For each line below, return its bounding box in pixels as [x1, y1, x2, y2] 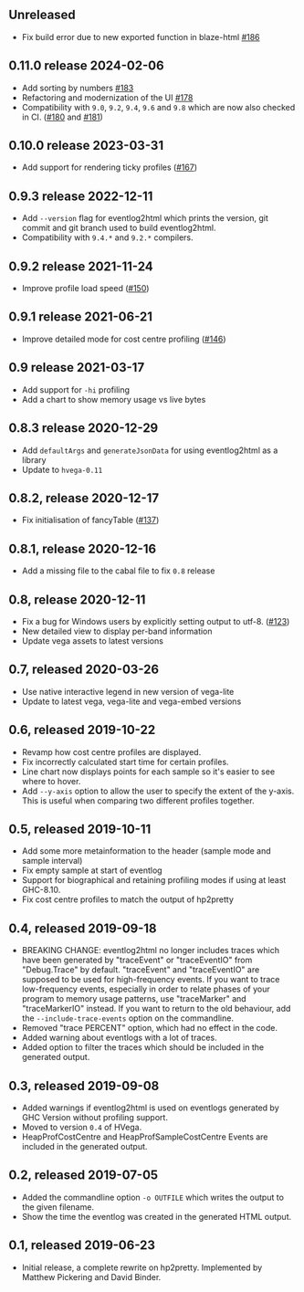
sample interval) [21, 856, 83, 867]
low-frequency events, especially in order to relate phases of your [21, 983, 270, 994]
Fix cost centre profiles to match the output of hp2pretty [21, 894, 235, 905]
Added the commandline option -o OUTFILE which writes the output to [21, 1192, 285, 1203]
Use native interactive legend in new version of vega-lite [21, 686, 235, 697]
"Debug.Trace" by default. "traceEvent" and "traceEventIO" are [21, 964, 260, 975]
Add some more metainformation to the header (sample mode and [21, 846, 271, 856]
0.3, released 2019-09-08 [8, 1077, 160, 1094]
